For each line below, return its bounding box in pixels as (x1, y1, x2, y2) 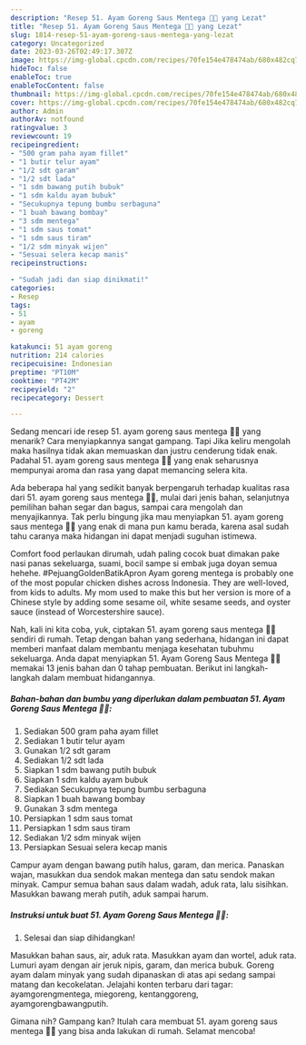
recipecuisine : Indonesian (10, 360, 113, 369)
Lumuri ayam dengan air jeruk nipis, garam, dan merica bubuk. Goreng (10, 959, 275, 970)
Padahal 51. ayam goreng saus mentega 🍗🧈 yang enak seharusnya (10, 455, 259, 466)
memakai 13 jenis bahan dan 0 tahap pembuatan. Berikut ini (10, 663, 233, 674)
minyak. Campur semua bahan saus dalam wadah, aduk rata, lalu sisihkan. (10, 879, 289, 890)
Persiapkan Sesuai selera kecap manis (23, 842, 168, 853)
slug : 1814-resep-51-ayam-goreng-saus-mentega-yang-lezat (10, 30, 234, 39)
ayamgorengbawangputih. (10, 999, 109, 1009)
